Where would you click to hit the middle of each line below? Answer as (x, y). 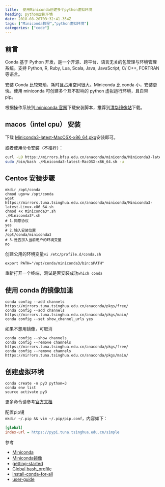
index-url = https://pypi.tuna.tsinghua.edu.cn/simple (62, 432)
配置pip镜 (15, 412)
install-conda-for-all (32, 474)
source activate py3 (26, 392)
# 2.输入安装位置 (20, 230)
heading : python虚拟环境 (29, 14)
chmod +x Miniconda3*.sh (30, 211)
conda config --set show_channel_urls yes (49, 319)
